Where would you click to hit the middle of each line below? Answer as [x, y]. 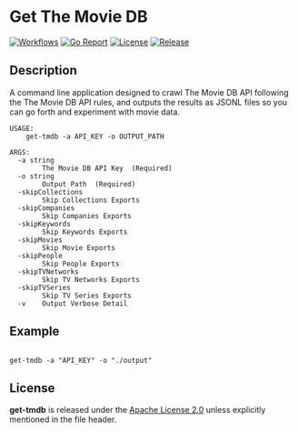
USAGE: [22, 128]
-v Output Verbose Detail [73, 303]
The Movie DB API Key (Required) [107, 168]
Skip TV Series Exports [87, 296]
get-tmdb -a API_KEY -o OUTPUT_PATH [95, 136]
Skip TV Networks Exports [91, 279]
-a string [36, 160]
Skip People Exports [81, 264]
